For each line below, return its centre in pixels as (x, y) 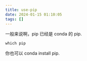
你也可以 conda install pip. (32, 53)
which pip (16, 43)
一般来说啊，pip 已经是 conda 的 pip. (43, 34)
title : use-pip (21, 10)
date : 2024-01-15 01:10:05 (34, 14)
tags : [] (14, 19)
